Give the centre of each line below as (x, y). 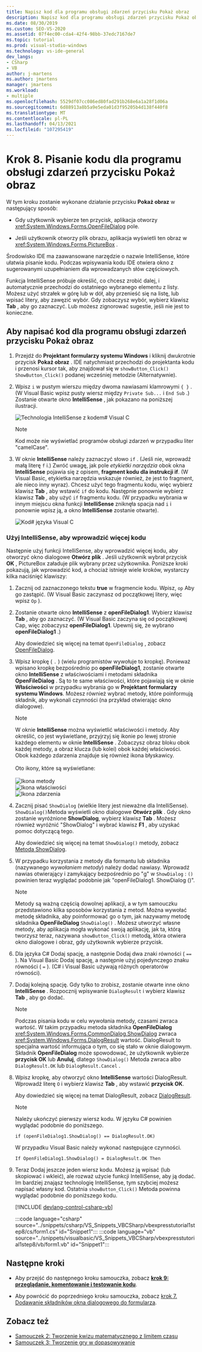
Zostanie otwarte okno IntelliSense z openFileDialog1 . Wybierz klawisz (103, 612)
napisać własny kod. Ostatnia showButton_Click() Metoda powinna (97, 1189)
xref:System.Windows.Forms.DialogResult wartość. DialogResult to (98, 1040)
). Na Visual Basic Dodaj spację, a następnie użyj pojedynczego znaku (102, 960)
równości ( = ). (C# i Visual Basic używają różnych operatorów (92, 966)
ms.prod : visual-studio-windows (47, 46)
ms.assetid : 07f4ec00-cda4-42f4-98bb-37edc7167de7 (71, 34)
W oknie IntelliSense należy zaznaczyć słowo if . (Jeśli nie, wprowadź (103, 459)
